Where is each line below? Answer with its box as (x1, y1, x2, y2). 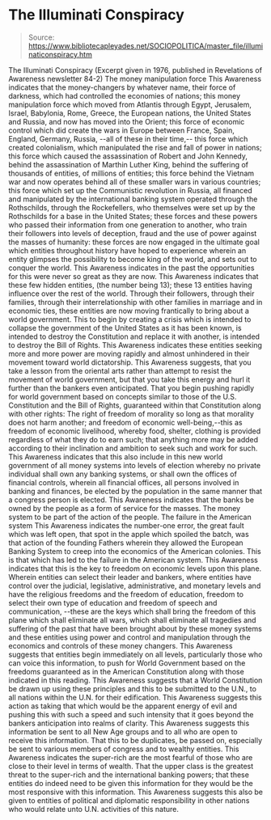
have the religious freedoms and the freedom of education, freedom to (8, 589, 244, 599)
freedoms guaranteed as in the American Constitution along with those (8, 666, 244, 676)
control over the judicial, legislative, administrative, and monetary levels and (8, 581, 261, 590)
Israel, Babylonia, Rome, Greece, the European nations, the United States (8, 108, 252, 118)
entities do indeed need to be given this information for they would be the (8, 778, 253, 788)
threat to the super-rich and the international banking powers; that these (8, 770, 249, 780)
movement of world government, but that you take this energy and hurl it (8, 374, 251, 384)
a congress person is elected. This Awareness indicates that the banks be (8, 495, 255, 505)
